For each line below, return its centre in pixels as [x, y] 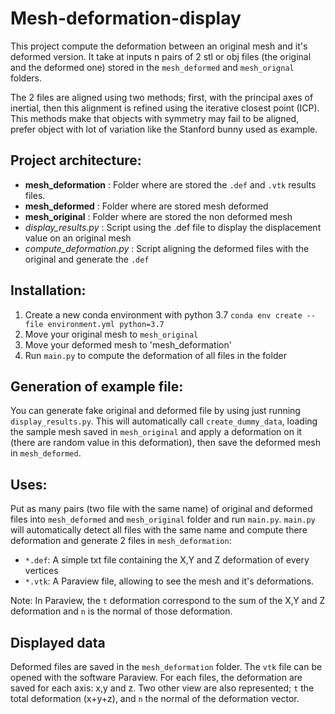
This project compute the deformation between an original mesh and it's [159, 46]
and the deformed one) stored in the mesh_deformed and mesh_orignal [152, 67]
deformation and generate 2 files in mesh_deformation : [121, 541]
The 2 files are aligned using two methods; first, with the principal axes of [162, 97]
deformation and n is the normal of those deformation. [121, 611]
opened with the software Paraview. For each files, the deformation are [156, 677]
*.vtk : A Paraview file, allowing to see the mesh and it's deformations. [169, 581]
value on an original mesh [78, 238]
